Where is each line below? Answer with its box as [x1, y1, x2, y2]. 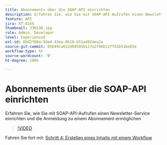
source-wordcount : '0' [5, 53, 52, 58]
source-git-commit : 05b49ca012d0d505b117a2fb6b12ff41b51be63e [5, 44, 137, 49]
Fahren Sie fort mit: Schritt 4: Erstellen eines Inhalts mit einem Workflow [5, 135, 153, 141]
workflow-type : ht [5, 48, 43, 53]
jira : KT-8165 [5, 21, 35, 26]
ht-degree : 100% [5, 58, 39, 63]
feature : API [5, 16, 32, 21]
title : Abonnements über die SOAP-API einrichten [5, 7, 110, 12]
